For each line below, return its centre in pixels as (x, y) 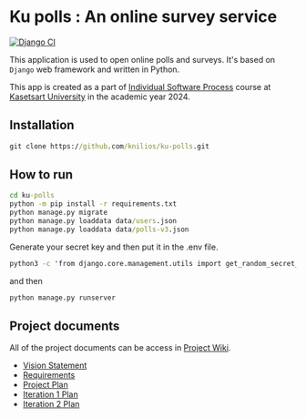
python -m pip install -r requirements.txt (93, 204)
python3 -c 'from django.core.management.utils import (116, 263)
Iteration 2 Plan (51, 404)
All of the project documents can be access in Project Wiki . (120, 348)
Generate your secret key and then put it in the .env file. (114, 247)
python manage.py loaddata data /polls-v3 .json (99, 229)
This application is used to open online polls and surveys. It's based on (143, 59)
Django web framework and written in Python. (95, 69)
